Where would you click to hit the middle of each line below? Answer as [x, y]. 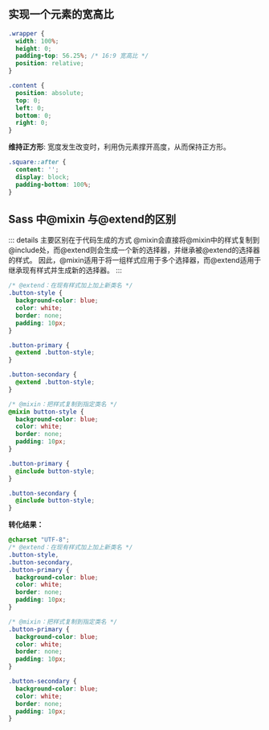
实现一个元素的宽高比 [61, 15]
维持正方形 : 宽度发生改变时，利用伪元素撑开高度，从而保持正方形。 [119, 147]
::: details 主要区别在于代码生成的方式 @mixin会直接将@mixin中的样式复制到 [134, 240]
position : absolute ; [50, 93]
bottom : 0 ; [34, 115]
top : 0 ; [29, 100]
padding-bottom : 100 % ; [53, 185]
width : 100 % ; [37, 41]
